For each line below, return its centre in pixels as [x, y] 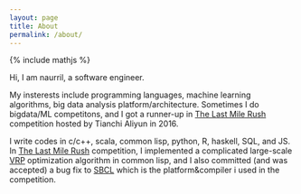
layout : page [34, 18]
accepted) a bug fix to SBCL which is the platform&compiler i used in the [145, 170]
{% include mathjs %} [50, 60]
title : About [34, 26]
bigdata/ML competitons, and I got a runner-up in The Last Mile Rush [138, 115]
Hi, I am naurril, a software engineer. [77, 78]
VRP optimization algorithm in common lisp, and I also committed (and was [149, 161]
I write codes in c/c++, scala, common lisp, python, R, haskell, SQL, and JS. [150, 142]
